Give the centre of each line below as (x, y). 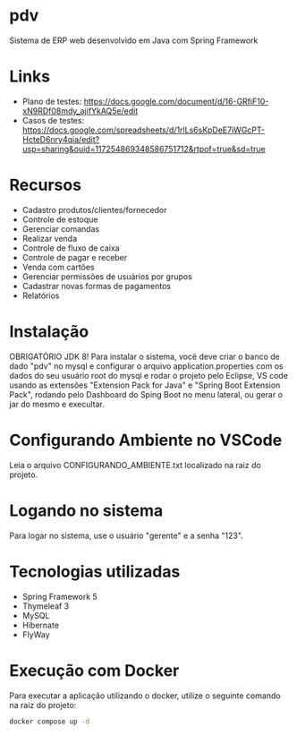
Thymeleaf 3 (46, 606)
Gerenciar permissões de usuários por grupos (107, 276)
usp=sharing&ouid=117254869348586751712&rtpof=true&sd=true (144, 149)
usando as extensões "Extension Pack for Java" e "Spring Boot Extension (145, 385)
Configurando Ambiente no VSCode (146, 440)
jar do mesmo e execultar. (57, 404)
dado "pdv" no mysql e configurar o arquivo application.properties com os (146, 366)
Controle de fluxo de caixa (71, 248)
